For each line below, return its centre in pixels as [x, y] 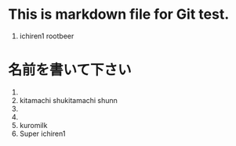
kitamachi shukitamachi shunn [68, 100]
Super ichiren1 [42, 134]
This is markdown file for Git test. [119, 14]
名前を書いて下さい [70, 70]
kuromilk [33, 125]
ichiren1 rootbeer [47, 36]
